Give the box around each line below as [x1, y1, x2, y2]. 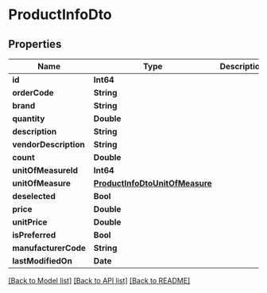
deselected [12, 191, 56, 201]
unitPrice [12, 217, 48, 228]
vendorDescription [12, 139, 85, 150]
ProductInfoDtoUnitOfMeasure [93, 178, 212, 189]
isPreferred [12, 229, 56, 240]
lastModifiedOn [12, 256, 73, 266]
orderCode [12, 88, 54, 98]
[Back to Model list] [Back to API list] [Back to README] [8, 276, 191, 285]
